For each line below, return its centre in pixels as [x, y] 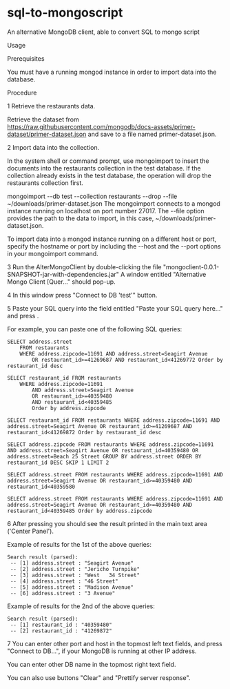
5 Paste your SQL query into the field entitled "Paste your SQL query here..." [115, 308]
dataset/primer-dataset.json [47, 134]
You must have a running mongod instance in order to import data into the [112, 72]
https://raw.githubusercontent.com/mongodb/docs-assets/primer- [102, 126]
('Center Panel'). [30, 531]
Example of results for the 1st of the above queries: [80, 544]
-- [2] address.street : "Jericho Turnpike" [75, 569]
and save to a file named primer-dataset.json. [152, 134]
